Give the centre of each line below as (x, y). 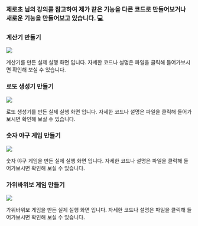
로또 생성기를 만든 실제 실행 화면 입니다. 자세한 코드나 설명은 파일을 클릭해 (91, 112)
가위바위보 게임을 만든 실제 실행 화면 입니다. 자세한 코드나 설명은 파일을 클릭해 (96, 210)
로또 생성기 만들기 (30, 87)
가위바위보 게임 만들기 (35, 185)
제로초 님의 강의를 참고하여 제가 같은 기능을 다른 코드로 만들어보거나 (96, 9)
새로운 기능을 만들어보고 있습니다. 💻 (55, 18)
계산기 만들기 (24, 37)
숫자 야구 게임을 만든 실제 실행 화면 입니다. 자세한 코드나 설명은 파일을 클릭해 (94, 161)
